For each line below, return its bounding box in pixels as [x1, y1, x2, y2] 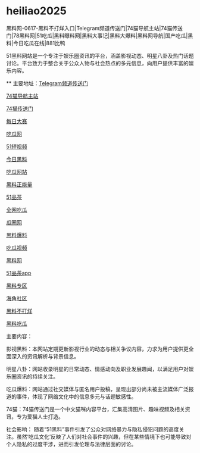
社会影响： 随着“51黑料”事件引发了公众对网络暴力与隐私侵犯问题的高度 [6, 426, 180, 433]
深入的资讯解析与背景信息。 [11, 352, 79, 360]
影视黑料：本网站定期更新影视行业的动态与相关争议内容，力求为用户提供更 [6, 345, 189, 352]
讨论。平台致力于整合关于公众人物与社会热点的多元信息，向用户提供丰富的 [6, 60, 189, 67]
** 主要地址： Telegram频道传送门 [6, 79, 88, 87]
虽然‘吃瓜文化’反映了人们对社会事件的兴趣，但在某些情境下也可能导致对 [16, 433, 192, 440]
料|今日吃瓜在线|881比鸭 [6, 39, 65, 46]
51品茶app [6, 269, 32, 276]
